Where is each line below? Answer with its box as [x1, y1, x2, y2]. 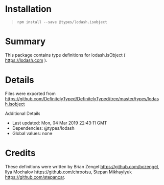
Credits [5, 148, 36, 159]
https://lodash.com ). [5, 57, 47, 63]
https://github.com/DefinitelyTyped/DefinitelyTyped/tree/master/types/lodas [5, 95, 159, 101]
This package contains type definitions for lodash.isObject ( [5, 52, 126, 58]
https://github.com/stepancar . [5, 174, 66, 180]
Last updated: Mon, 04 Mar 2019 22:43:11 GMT [12, 120, 107, 126]
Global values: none [12, 130, 52, 136]
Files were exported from [5, 91, 56, 96]
